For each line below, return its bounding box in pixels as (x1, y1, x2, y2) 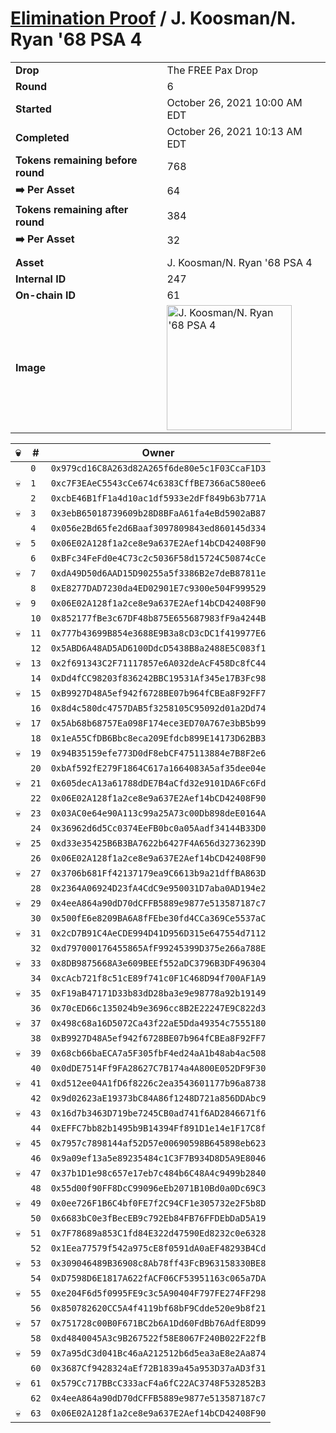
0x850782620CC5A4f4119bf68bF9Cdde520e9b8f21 (50, 1302, 267, 1314)
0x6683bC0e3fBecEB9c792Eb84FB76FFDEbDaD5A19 (50, 1212, 267, 1224)
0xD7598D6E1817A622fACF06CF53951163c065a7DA (50, 1272, 267, 1284)
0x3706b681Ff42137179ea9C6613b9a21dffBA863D (50, 867, 267, 879)
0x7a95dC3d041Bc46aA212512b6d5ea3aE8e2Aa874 (50, 1347, 267, 1359)
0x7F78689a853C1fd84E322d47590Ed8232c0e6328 (50, 1227, 267, 1239)
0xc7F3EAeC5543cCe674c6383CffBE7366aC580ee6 (50, 477, 267, 489)
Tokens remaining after (15, 202, 129, 216)
